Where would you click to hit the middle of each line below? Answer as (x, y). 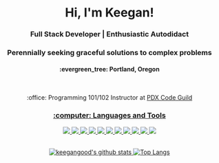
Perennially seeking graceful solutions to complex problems (109, 53)
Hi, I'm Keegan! (109, 13)
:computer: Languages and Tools (109, 116)
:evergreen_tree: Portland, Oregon (109, 69)
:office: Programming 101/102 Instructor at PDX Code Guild (109, 98)
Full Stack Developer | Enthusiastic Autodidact (109, 34)
